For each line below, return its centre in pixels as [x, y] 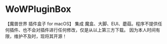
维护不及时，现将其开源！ [40, 36]
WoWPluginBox [38, 9]
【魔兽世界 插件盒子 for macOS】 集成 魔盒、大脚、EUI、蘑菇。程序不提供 [81, 23]
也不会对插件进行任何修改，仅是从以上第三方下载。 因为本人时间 [89, 30]
